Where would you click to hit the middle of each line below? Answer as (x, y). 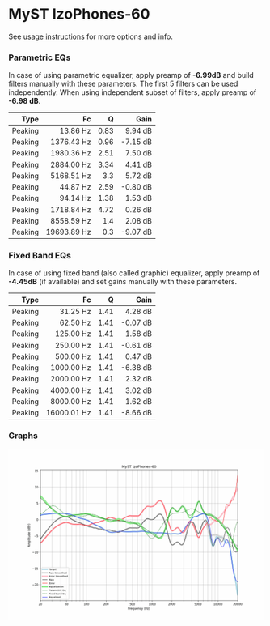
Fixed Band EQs (40, 255)
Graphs (23, 436)
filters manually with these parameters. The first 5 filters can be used (123, 84)
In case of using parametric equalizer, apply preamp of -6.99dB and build (131, 75)
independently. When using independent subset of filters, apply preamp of (133, 92)
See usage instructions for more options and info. (91, 36)
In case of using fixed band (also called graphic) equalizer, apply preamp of (134, 273)
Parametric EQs (40, 57)
